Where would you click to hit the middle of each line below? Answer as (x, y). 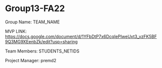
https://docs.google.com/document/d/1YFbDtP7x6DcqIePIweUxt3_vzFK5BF (81, 36)
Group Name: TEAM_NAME (32, 22)
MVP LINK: (16, 31)
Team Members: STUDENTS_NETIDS (42, 51)
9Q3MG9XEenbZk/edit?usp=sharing (41, 41)
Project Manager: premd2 (31, 60)
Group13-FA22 (35, 8)
